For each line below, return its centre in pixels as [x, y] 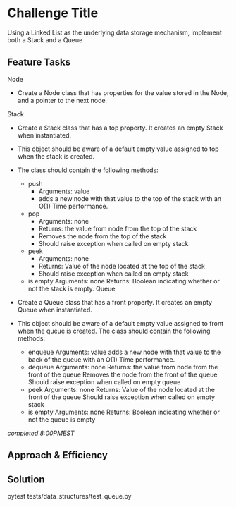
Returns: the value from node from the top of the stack [118, 228]
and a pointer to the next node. [62, 100]
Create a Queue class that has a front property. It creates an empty [115, 302]
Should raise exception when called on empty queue [104, 381]
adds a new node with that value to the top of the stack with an [130, 198]
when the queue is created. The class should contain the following [114, 331]
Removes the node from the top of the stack [103, 236]
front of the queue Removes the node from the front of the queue [123, 374]
